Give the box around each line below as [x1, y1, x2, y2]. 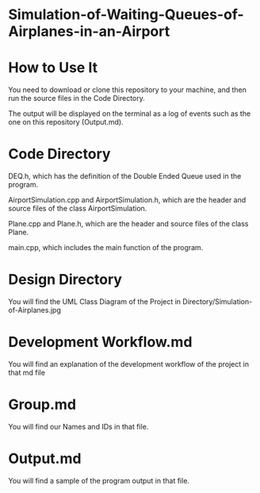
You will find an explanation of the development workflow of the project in [8, 359, 250, 368]
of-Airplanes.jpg [8, 306, 61, 314]
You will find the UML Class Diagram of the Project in [8, 297, 181, 306]
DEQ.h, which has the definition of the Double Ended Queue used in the [8, 171, 242, 181]
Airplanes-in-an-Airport [8, 22, 170, 40]
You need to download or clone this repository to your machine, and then [8, 85, 247, 94]
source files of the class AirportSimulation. [8, 204, 147, 214]
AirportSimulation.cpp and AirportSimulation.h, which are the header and [8, 195, 247, 205]
